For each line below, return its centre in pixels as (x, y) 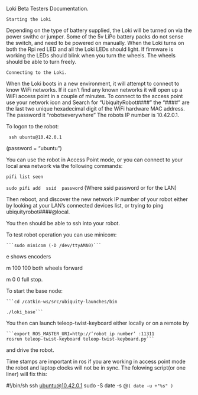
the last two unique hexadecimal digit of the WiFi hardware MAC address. (95, 109)
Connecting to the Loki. (37, 73)
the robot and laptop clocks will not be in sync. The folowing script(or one (96, 368)
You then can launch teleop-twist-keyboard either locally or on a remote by (98, 323)
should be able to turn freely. (41, 62)
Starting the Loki (29, 20)
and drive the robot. (30, 350)
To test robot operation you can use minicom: (61, 235)
